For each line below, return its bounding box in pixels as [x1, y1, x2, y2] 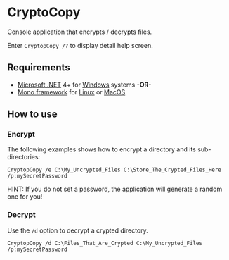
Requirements [7, 61, 70, 74]
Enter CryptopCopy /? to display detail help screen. [7, 41, 153, 49]
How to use [7, 109, 58, 120]
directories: [7, 153, 41, 161]
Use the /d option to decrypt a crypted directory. [7, 226, 149, 235]
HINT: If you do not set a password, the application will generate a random [7, 185, 223, 194]
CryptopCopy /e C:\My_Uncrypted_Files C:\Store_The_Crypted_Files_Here [7, 166, 221, 173]
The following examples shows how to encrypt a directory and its [7, 145, 197, 154]
